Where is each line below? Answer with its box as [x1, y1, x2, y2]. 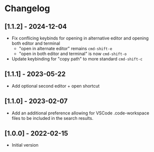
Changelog [4, 3, 50, 14]
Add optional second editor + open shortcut [11, 83, 100, 89]
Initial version [11, 142, 38, 148]
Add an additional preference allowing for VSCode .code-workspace [11, 110, 150, 116]
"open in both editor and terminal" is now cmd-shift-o [19, 51, 127, 57]
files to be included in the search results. [11, 115, 94, 121]
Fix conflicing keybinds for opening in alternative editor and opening [11, 35, 149, 41]
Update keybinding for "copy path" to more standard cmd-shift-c [11, 56, 143, 61]
